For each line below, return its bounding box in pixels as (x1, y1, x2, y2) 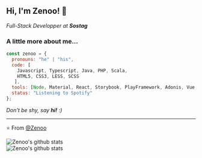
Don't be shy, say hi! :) (6, 106, 63, 113)
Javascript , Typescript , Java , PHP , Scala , (17, 68, 128, 74)
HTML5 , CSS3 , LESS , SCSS (17, 73, 79, 79)
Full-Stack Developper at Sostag (6, 22, 88, 29)
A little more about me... (6, 37, 78, 45)
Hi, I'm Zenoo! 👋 (6, 6, 67, 16)
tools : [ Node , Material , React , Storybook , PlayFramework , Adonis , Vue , (11, 84, 198, 90)
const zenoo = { (6, 51, 47, 57)
